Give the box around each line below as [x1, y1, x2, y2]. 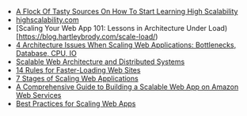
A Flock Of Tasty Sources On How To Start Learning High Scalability [15, 7, 238, 16]
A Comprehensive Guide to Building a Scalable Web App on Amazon [15, 82, 239, 92]
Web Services [15, 91, 62, 99]
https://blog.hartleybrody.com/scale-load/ [18, 32, 156, 41]
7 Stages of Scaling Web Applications [15, 74, 139, 83]
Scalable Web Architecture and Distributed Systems [15, 57, 185, 66]
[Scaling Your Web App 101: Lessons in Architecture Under [15, 24, 207, 32]
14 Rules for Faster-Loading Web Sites [15, 65, 141, 74]
